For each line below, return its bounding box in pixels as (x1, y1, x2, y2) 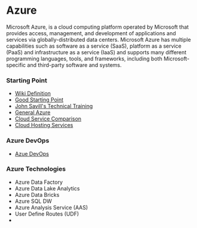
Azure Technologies (6, 165, 66, 173)
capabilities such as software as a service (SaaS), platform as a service (6, 42, 182, 50)
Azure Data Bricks (14, 191, 60, 198)
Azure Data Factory (14, 178, 63, 186)
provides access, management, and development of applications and (6, 29, 176, 36)
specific (6, 61, 26, 69)
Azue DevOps (14, 150, 50, 157)
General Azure (14, 109, 51, 116)
